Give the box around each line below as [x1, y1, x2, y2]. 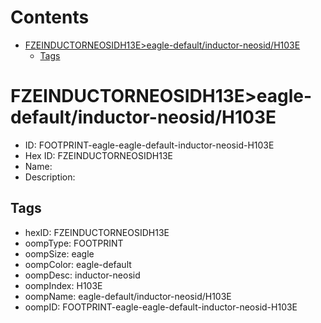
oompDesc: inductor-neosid [24, 269, 141, 281]
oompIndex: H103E [24, 279, 103, 291]
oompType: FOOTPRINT [24, 237, 124, 249]
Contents [10, 6, 90, 29]
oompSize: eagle [24, 247, 95, 260]
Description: [24, 171, 76, 183]
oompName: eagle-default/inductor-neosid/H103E [24, 290, 232, 302]
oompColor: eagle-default [24, 258, 132, 270]
